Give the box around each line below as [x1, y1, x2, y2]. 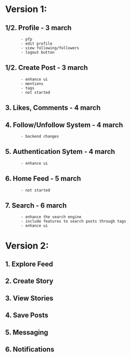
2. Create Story [5, 277, 53, 285]
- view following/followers [20, 46, 79, 51]
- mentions [20, 81, 43, 86]
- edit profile [20, 41, 52, 46]
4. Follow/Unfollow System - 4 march [5, 120, 123, 129]
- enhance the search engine [20, 215, 81, 220]
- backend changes [20, 134, 59, 139]
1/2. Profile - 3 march [5, 24, 71, 32]
